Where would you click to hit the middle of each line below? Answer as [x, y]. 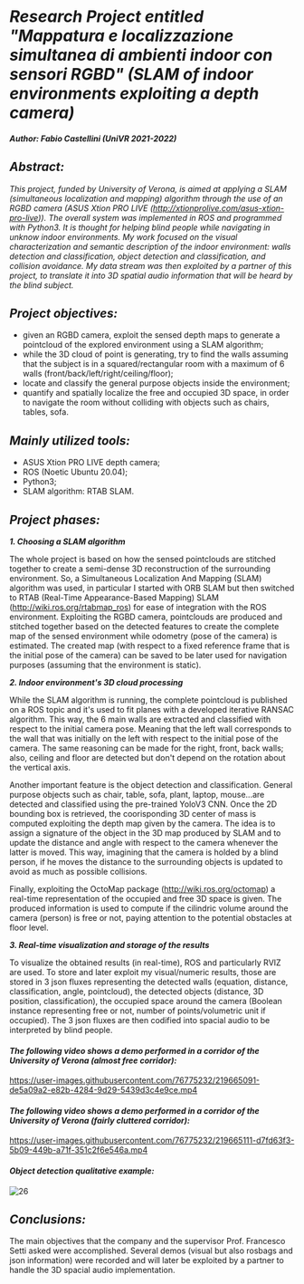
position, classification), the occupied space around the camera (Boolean [146, 1001]
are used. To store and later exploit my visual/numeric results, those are [143, 973]
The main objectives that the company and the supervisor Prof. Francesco [147, 1241]
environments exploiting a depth [134, 94]
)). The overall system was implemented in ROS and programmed [160, 217]
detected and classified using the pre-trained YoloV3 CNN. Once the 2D [143, 804]
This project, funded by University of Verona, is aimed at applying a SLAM [148, 188]
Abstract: [37, 167]
